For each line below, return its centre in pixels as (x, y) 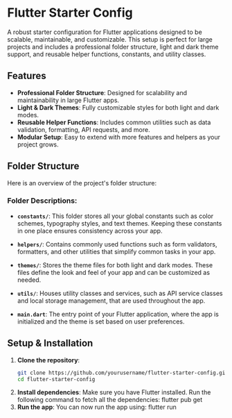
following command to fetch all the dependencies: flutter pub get (110, 400)
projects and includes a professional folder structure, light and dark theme (113, 47)
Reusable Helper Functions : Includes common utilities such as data (114, 122)
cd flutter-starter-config (56, 379)
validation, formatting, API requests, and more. (83, 129)
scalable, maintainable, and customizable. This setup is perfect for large (110, 39)
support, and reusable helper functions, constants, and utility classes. (107, 54)
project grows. (38, 144)
